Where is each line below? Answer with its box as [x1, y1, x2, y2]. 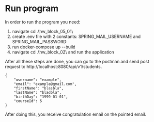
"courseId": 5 [14, 98, 42, 104]
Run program [5, 3, 59, 14]
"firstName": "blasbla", [14, 86, 64, 90]
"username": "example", [14, 77, 62, 82]
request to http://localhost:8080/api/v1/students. [5, 64, 102, 70]
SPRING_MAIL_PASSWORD [12, 38, 67, 44]
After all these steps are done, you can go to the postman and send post [5, 58, 149, 64]
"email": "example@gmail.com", [14, 81, 77, 87]
